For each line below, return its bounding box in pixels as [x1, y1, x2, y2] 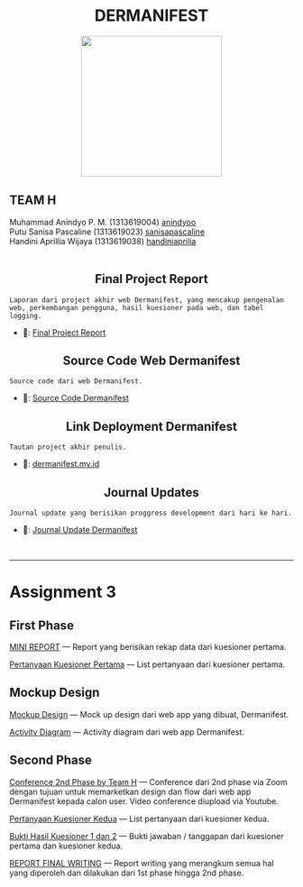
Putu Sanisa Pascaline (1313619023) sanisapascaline [9, 226, 206, 237]
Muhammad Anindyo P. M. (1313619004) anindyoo [9, 216, 197, 227]
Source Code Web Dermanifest [62, 352, 241, 368]
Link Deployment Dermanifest [66, 418, 237, 434]
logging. [9, 311, 42, 320]
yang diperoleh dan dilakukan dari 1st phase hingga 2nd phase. [9, 867, 244, 878]
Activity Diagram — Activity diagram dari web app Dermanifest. [9, 727, 245, 737]
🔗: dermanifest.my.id [22, 459, 100, 470]
